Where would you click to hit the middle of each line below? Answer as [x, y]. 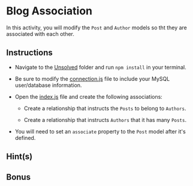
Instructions [29, 53]
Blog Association [49, 11]
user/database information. [48, 85]
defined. [25, 138]
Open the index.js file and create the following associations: [89, 96]
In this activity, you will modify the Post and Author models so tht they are [97, 28]
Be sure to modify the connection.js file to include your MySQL [92, 78]
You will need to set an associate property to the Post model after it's [100, 131]
